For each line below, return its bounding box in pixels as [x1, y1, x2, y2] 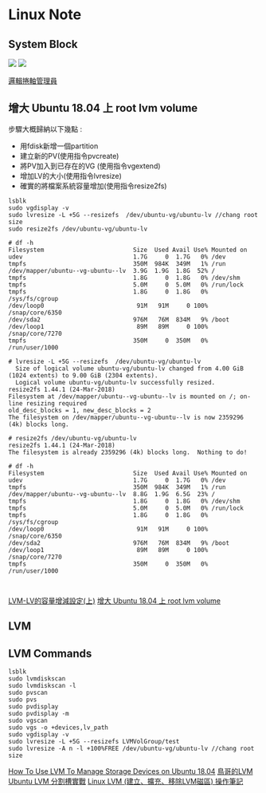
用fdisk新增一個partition [19, 141, 99, 151]
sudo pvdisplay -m [8, 710, 69, 718]
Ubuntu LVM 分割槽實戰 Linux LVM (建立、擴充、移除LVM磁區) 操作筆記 [8, 776, 244, 787]
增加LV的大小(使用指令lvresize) [19, 171, 122, 180]
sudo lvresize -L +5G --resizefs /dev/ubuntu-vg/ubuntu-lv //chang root [8, 211, 259, 219]
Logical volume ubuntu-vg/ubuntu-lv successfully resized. [15, 378, 216, 386]
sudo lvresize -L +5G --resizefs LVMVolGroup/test [8, 738, 180, 746]
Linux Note [8, 6, 82, 24]
